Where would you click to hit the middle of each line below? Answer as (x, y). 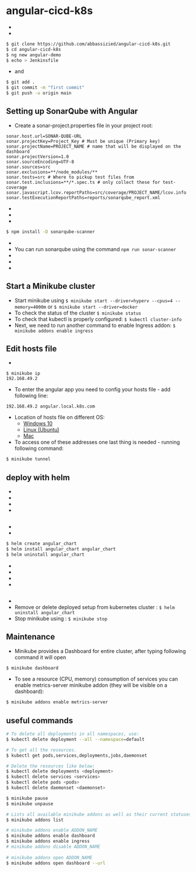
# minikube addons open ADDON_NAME (49, 857)
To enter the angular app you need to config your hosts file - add (92, 389)
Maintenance (31, 637)
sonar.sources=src (28, 167)
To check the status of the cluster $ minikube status (78, 313)
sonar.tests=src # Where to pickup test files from (70, 177)
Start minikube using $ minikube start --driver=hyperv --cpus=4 (94, 300)
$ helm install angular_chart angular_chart (61, 549)
